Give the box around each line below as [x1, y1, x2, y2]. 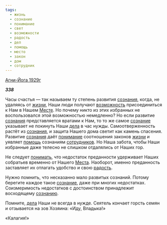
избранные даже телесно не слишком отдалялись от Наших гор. [5, 144, 144, 150]
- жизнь [10, 12, 26, 17]
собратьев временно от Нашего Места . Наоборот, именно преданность [5, 159, 160, 165]
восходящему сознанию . [5, 190, 59, 196]
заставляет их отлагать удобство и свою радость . [5, 165, 113, 171]
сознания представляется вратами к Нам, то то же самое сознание [5, 118, 151, 124]
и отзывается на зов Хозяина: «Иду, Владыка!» [5, 205, 106, 211]
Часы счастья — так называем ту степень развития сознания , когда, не [5, 96, 159, 103]
